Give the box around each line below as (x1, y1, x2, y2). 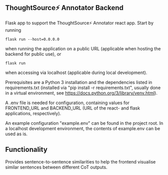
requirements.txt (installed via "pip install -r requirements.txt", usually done (5, 84, 161, 91)
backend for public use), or (5, 51, 61, 57)
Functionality (5, 145, 48, 154)
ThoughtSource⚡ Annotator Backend (5, 4, 124, 12)
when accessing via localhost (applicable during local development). (5, 69, 147, 75)
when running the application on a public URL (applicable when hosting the (5, 45, 161, 51)
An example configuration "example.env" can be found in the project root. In (5, 120, 163, 126)
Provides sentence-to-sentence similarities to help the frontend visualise (5, 158, 156, 164)
